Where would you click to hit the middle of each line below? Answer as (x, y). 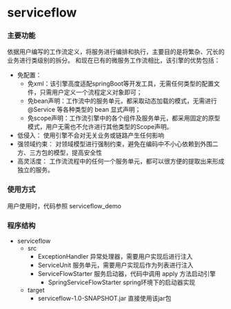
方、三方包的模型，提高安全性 (59, 152)
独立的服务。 (35, 170)
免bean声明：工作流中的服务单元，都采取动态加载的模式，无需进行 (122, 101)
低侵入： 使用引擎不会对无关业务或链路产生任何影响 (90, 135)
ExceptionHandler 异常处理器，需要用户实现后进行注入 (115, 257)
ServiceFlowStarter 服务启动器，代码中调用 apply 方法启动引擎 (127, 274)
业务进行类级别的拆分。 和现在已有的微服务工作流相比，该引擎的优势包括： (114, 61)
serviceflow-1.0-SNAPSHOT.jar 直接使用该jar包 (104, 299)
